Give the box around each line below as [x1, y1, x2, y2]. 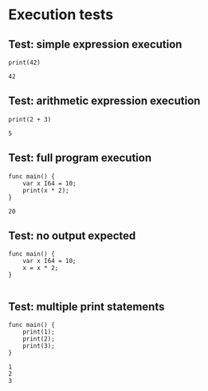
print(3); [22, 342, 56, 350]
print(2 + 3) [8, 115, 52, 123]
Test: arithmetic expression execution [8, 94, 201, 108]
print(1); [22, 328, 56, 337]
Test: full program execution [8, 151, 152, 165]
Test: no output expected [8, 229, 136, 243]
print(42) [8, 58, 41, 66]
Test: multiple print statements [8, 300, 165, 313]
